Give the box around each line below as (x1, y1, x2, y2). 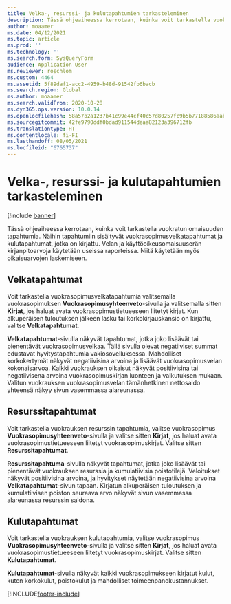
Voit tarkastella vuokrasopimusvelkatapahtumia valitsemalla (7, 292, 176, 300)
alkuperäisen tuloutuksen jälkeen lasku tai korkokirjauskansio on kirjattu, (7, 314, 212, 322)
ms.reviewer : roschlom (7, 67, 72, 74)
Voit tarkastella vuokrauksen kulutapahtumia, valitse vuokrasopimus (7, 534, 200, 542)
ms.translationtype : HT (7, 125, 76, 132)
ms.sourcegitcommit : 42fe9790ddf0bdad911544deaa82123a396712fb (7, 118, 192, 126)
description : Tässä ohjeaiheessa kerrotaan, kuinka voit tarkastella (7, 17, 211, 23)
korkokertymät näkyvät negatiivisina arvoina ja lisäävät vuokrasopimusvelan (7, 356, 222, 365)
